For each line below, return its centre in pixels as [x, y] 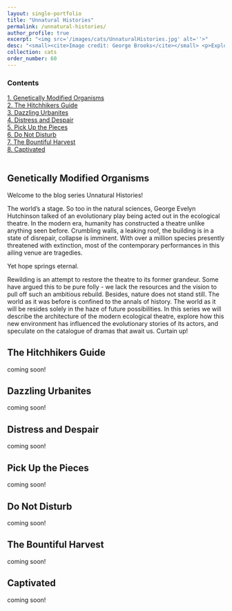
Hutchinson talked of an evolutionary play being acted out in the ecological [114, 216]
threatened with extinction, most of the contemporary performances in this [113, 245]
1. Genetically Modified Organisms [56, 98]
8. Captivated [26, 149]
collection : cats [32, 53]
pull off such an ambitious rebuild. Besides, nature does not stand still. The [113, 294]
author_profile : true [38, 33]
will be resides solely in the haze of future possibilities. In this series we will [114, 309]
